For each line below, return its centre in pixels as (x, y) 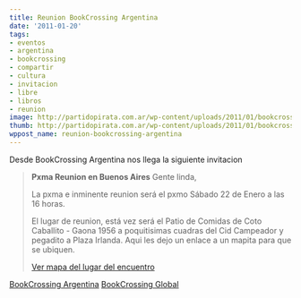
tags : (19, 34)
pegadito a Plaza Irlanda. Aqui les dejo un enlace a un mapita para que (161, 240)
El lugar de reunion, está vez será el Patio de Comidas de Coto (146, 221)
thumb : (21, 126)
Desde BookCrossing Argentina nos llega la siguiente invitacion (126, 159)
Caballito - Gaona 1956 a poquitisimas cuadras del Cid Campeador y (157, 230)
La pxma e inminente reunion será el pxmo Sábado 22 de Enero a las (158, 194)
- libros (26, 101)
